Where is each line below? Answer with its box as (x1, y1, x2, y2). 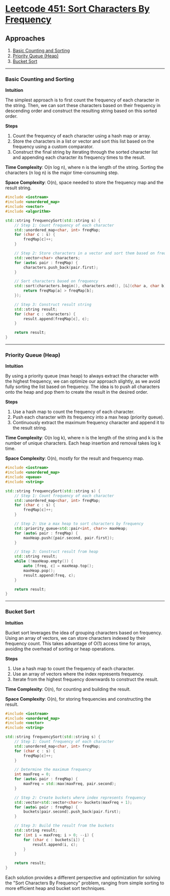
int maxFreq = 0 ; (14, 772, 51, 777)
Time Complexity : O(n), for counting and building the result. (5, 686, 131, 692)
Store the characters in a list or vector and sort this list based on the (12, 138, 154, 145)
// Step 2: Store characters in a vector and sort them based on (14, 251, 155, 256)
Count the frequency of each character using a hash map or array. (12, 133, 151, 139)
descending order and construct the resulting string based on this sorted (5, 108, 157, 114)
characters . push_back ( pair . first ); (23, 265, 99, 270)
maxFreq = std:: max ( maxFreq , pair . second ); (23, 781, 116, 786)
